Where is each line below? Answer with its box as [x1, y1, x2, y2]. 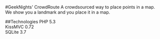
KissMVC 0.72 [5, 24, 34, 30]
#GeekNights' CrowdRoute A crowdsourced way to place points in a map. [5, 4, 155, 10]
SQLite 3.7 [5, 29, 26, 35]
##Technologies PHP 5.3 [5, 19, 56, 24]
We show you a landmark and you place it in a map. [5, 9, 110, 15]
